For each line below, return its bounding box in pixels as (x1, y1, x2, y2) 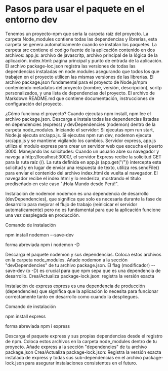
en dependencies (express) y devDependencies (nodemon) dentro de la (5, 121, 156, 127)
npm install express (5, 313, 46, 319)
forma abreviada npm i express (5, 323, 70, 329)
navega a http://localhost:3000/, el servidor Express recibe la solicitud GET (5, 153, 162, 160)
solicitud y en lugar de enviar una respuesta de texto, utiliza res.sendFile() (5, 164, 159, 171)
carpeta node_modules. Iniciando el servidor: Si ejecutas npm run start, (5, 126, 154, 132)
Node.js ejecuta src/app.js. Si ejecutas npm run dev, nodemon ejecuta (5, 132, 152, 138)
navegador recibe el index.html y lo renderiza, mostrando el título (5, 175, 141, 181)
